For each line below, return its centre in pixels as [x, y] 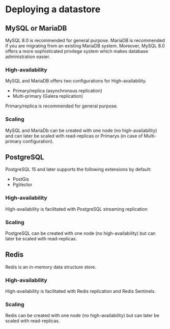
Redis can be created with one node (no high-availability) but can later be [82, 316]
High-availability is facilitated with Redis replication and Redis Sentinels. [81, 291]
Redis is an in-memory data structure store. [51, 267]
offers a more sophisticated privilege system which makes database [77, 51]
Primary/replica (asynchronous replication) [58, 91]
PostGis [21, 179]
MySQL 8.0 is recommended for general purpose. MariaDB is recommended [85, 40]
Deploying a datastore [53, 9]
